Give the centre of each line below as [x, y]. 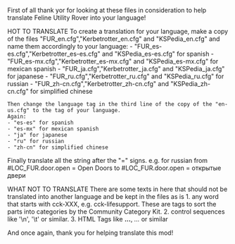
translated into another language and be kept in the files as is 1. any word [113, 196]
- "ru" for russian [36, 141]
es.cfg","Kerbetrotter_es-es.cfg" [54, 54]
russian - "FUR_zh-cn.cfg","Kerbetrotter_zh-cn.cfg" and [88, 84]
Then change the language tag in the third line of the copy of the [110, 104]
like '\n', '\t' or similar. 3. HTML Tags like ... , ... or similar [88, 219]
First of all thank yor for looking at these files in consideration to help [107, 10]
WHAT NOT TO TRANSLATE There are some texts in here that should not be [118, 189]
